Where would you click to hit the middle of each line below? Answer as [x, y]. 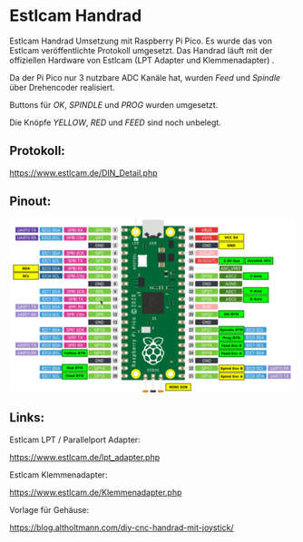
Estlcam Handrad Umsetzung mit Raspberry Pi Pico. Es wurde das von [141, 41]
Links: [27, 418]
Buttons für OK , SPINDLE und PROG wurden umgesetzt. [114, 104]
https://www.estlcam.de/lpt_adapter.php [85, 457]
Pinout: [30, 202]
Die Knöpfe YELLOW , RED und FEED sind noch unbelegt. [116, 122]
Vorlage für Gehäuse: [49, 509]
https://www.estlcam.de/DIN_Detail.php [83, 172]
